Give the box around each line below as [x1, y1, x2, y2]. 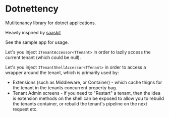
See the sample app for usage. [5, 39, 69, 45]
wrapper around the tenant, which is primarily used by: [5, 69, 120, 76]
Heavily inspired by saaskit [5, 29, 61, 35]
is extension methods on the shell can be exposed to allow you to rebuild [12, 95, 164, 101]
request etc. [12, 106, 38, 112]
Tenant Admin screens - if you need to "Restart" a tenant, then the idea [12, 90, 160, 96]
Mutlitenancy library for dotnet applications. [5, 20, 96, 26]
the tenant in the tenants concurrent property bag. [12, 84, 118, 91]
